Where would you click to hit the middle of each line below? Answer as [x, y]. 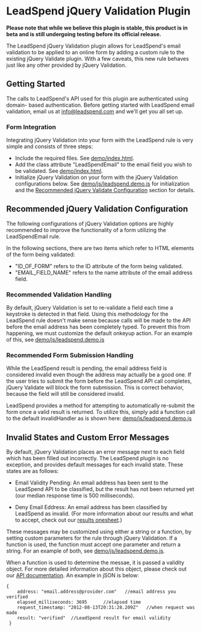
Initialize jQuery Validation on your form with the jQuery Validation [96, 177]
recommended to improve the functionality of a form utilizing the [86, 230]
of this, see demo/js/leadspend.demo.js [55, 340]
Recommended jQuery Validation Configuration [97, 209]
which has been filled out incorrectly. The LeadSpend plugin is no [88, 458]
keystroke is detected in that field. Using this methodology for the [87, 314]
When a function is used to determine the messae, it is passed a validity [95, 563]
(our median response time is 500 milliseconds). [75, 496]
